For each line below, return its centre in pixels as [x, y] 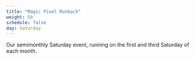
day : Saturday [24, 28]
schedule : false [26, 22]
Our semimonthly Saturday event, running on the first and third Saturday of [98, 45]
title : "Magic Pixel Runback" [44, 12]
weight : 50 [20, 17]
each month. [22, 51]
